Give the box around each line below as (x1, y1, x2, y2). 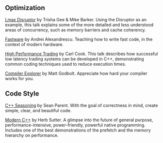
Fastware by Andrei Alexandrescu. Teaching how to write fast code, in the (5, 36, 153, 42)
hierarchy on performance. (5, 132, 59, 138)
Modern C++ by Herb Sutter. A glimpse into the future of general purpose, (5, 117, 153, 123)
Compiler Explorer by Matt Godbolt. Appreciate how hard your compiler (5, 70, 147, 76)
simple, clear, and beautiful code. (5, 107, 72, 113)
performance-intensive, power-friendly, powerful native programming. (5, 122, 146, 128)
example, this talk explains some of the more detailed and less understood (5, 22, 154, 28)
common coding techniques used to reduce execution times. (5, 61, 126, 67)
